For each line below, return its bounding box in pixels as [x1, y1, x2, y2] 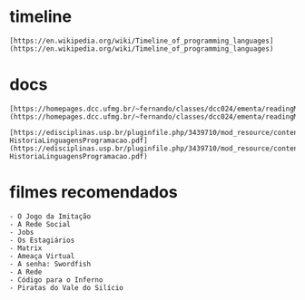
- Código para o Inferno [9, 275, 103, 285]
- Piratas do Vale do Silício [9, 283, 124, 292]
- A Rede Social [9, 219, 71, 228]
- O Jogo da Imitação [9, 211, 92, 221]
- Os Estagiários [9, 236, 75, 245]
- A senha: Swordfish [9, 259, 92, 268]
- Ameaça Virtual [9, 251, 75, 260]
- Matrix [9, 243, 43, 253]
